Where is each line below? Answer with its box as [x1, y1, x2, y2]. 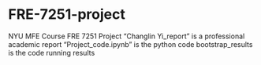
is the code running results [8, 48, 95, 57]
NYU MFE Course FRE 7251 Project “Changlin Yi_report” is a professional [8, 31, 245, 41]
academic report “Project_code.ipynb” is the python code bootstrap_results [8, 39, 253, 49]
